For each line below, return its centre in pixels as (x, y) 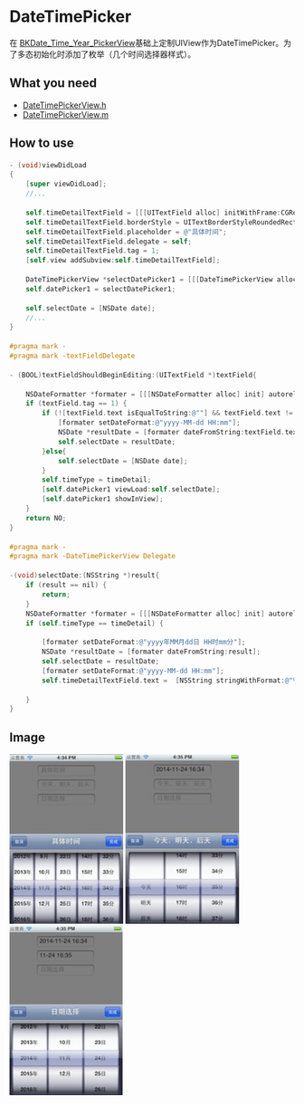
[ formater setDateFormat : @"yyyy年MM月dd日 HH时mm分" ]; (144, 643)
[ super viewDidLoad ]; (66, 184)
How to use (42, 143)
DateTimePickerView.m (65, 114)
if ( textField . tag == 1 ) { (76, 404)
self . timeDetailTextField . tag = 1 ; (93, 251)
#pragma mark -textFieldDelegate (72, 356)
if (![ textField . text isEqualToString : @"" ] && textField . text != (168, 414)
